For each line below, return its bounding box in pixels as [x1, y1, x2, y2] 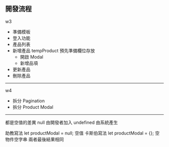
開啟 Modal [20, 54, 44, 60]
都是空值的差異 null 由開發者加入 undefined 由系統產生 [5, 119, 118, 125]
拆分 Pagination [12, 97, 45, 104]
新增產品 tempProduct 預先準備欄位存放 [12, 47, 95, 54]
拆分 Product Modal [12, 104, 54, 110]
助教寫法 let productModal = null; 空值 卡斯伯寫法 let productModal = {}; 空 [5, 130, 160, 136]
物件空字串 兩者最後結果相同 [5, 136, 64, 142]
